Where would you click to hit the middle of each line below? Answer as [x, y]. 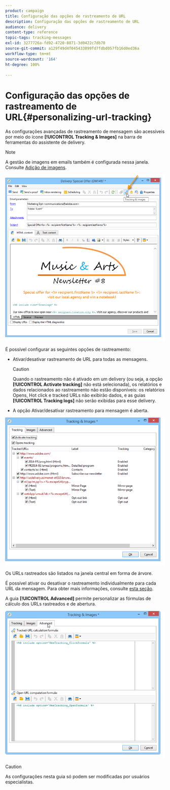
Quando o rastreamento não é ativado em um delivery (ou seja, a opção [88, 379]
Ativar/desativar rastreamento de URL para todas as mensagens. [80, 359]
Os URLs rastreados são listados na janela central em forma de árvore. [79, 573]
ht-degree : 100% [22, 64]
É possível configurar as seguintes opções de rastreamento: [68, 349]
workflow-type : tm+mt [28, 54]
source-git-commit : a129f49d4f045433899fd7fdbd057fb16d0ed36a [72, 48]
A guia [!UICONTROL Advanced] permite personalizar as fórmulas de [78, 598]
